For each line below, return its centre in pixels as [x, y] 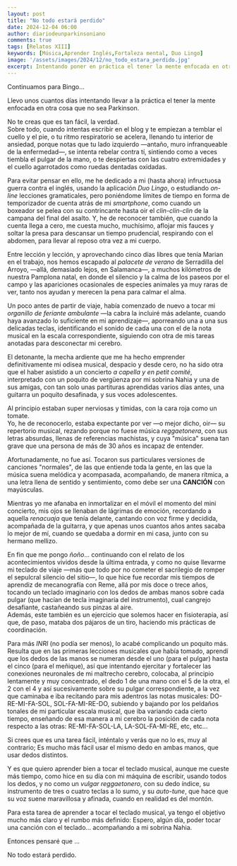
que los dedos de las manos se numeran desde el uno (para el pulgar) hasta [118, 658]
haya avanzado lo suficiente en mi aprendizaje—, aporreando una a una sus [117, 321]
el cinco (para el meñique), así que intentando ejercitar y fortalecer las [109, 666]
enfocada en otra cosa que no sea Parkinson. [73, 108]
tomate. [18, 415]
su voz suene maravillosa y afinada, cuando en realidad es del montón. [110, 798]
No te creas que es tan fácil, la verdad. [63, 122]
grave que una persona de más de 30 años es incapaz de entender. [105, 446]
